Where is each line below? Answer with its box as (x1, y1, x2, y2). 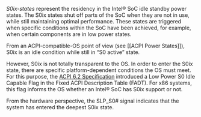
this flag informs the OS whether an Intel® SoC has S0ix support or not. (6, 86, 183, 92)
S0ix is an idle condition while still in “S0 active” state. (6, 49, 140, 56)
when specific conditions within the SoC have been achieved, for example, (6, 24, 191, 31)
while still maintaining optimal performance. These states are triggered (6, 18, 182, 25)
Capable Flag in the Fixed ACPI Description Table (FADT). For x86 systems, (6, 79, 193, 86)
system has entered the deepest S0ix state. (6, 104, 114, 110)
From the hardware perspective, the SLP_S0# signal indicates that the (6, 97, 179, 104)
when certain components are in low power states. (6, 31, 132, 38)
